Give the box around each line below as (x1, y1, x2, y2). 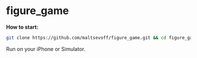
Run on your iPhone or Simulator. (6, 45, 86, 52)
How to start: (6, 23, 39, 30)
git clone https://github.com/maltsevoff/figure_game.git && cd (6, 35, 167, 40)
